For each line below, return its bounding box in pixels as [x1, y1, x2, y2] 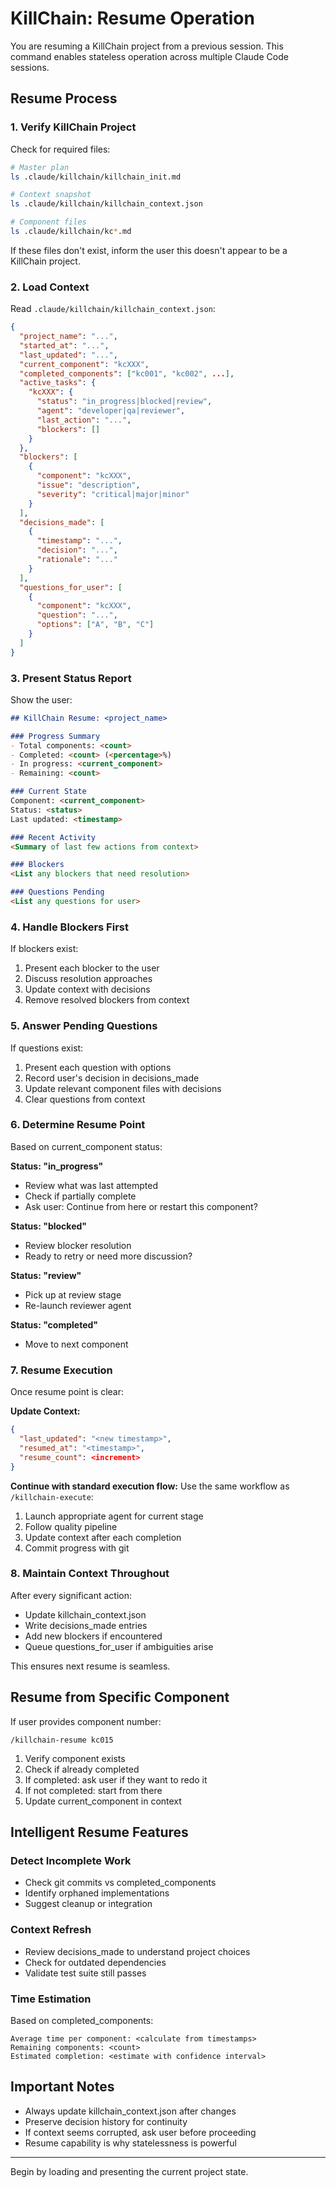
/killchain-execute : [10, 1490, 94, 1502]
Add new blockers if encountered [24, 1630, 163, 1642]
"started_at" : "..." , [19, 340, 110, 351]
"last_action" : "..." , [36, 415, 132, 425]
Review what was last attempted [24, 1179, 159, 1191]
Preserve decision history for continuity [24, 2115, 188, 2127]
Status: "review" [10, 1269, 82, 1281]
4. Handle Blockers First [10, 920, 129, 934]
